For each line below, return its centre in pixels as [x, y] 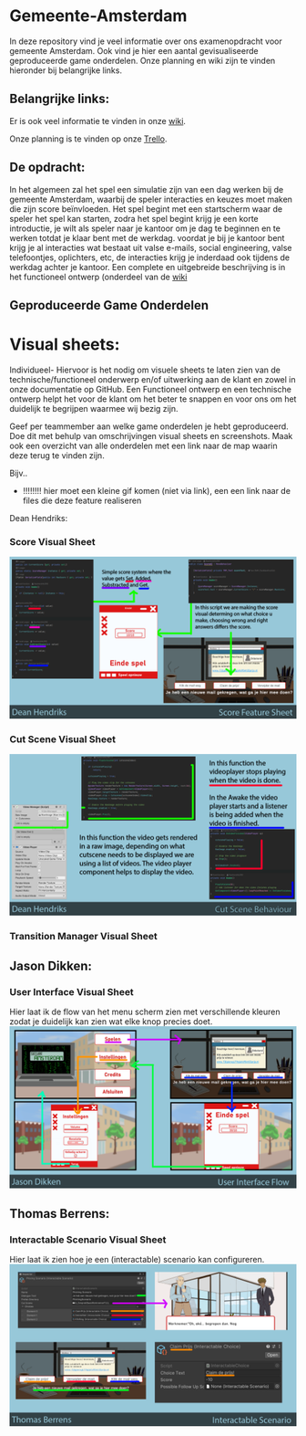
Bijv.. [19, 473]
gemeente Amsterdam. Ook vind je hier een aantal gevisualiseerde [134, 50]
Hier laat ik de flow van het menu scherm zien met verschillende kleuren [145, 1012]
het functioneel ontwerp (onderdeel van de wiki [98, 277]
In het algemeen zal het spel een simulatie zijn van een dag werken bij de [147, 189]
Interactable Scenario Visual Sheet [88, 1240]
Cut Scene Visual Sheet [63, 739]
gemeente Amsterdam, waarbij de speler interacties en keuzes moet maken [151, 199]
